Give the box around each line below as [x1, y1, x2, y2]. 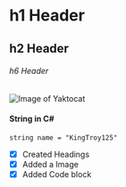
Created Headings [21, 149, 90, 159]
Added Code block [21, 169, 92, 180]
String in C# [9, 113, 55, 125]
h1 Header [9, 5, 85, 26]
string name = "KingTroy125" [9, 133, 118, 142]
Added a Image [21, 159, 79, 170]
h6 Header [9, 66, 49, 77]
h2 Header [9, 41, 70, 56]
